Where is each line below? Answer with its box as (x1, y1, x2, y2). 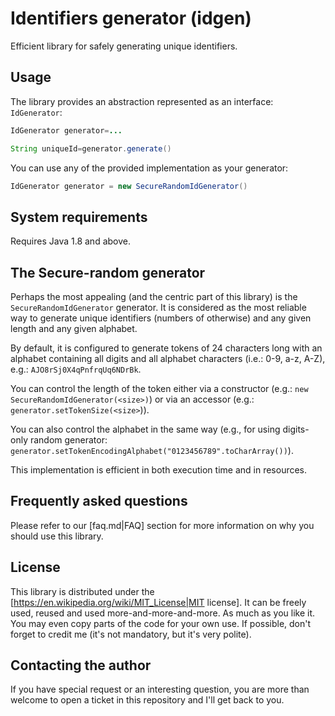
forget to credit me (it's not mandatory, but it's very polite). (10, 628, 252, 640)
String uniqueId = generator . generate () (10, 143, 172, 154)
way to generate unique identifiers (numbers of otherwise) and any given (10, 312, 312, 324)
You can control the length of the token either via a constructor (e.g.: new (10, 383, 309, 394)
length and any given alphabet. (10, 323, 138, 334)
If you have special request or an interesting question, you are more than (10, 683, 310, 696)
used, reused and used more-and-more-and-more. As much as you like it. (10, 607, 315, 619)
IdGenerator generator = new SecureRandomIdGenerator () (10, 181, 248, 191)
